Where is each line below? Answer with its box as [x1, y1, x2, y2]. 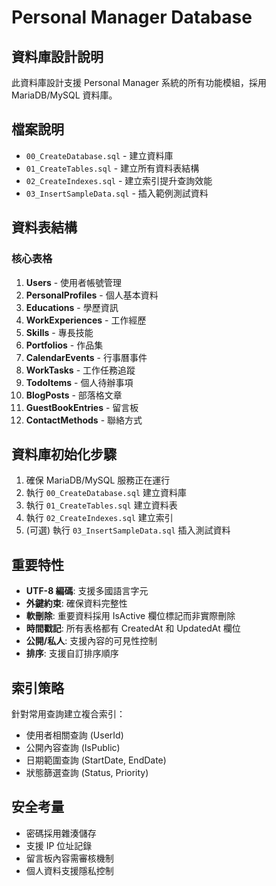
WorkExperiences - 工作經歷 [25, 314, 147, 326]
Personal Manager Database [11, 6, 253, 29]
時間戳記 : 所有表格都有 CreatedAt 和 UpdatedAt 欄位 [25, 622, 241, 635]
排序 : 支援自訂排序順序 [25, 647, 119, 660]
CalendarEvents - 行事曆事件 [25, 351, 148, 363]
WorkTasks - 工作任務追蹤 [25, 364, 136, 376]
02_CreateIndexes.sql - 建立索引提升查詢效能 [25, 174, 213, 186]
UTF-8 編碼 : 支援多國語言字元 [25, 585, 149, 597]
